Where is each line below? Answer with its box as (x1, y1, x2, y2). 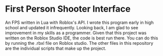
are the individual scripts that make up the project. (5, 45, 107, 51)
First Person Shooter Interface (5, 3, 131, 15)
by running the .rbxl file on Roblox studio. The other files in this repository (5, 40, 153, 46)
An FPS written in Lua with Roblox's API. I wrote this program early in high (5, 19, 154, 25)
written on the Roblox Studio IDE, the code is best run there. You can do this (5, 35, 158, 41)
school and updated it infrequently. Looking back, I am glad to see (5, 24, 139, 30)
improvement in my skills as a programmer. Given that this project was (5, 30, 147, 36)
